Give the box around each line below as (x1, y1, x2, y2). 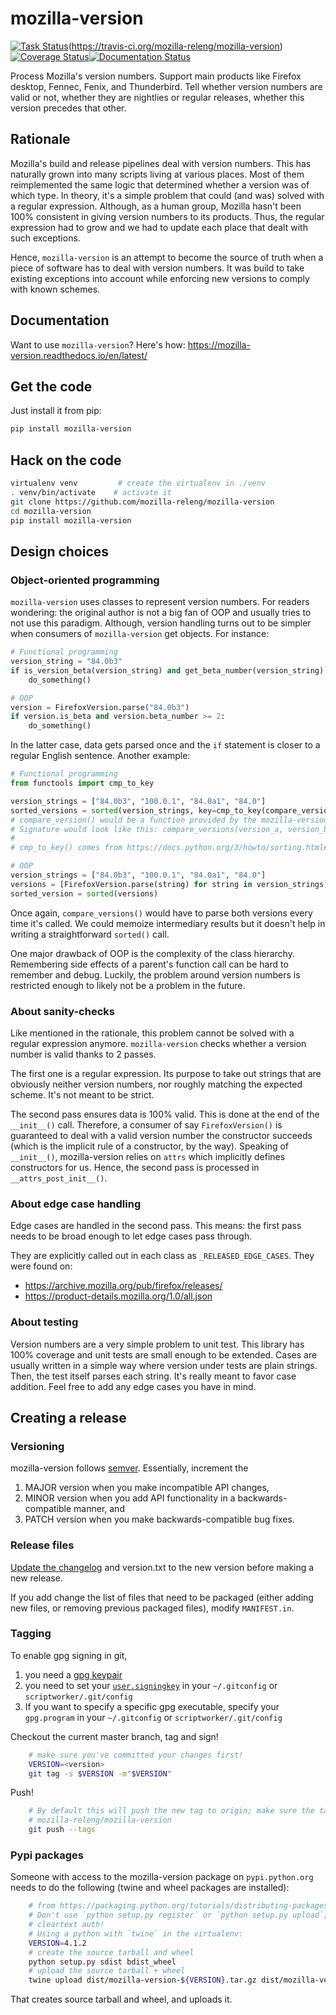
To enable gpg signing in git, (10, 1649, 128, 1661)
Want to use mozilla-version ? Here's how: (10, 338, 186, 351)
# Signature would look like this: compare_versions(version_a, (10, 824, 284, 834)
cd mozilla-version (10, 506, 92, 516)
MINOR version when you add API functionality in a (24, 1492, 236, 1504)
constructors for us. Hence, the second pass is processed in (10, 1161, 260, 1173)
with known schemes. (10, 283, 101, 295)
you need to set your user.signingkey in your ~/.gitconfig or (24, 1679, 278, 1691)
